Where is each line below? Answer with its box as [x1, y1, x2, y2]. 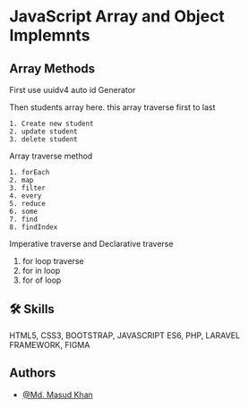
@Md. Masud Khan [21, 389, 94, 400]
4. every [9, 191, 42, 200]
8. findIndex [9, 223, 58, 232]
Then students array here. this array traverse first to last [9, 102, 216, 113]
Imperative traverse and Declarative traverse [9, 239, 174, 249]
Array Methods [9, 61, 96, 76]
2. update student [9, 127, 78, 136]
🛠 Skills [9, 302, 56, 317]
